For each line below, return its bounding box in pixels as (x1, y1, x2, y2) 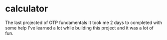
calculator (5, 3, 48, 14)
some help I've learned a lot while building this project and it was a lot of (5, 24, 154, 30)
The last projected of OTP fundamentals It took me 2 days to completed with (5, 19, 163, 25)
